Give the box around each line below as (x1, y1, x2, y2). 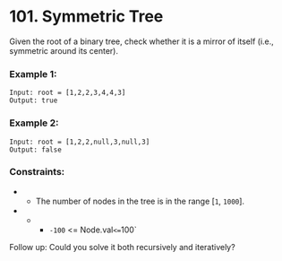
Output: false (9, 145, 63, 154)
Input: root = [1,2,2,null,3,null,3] (9, 137, 150, 146)
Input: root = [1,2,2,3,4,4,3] (9, 88, 126, 98)
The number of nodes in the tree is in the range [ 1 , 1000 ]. (35, 196, 244, 206)
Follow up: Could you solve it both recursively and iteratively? (9, 241, 235, 252)
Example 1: (9, 67, 57, 80)
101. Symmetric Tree (9, 6, 164, 27)
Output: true (9, 96, 58, 105)
